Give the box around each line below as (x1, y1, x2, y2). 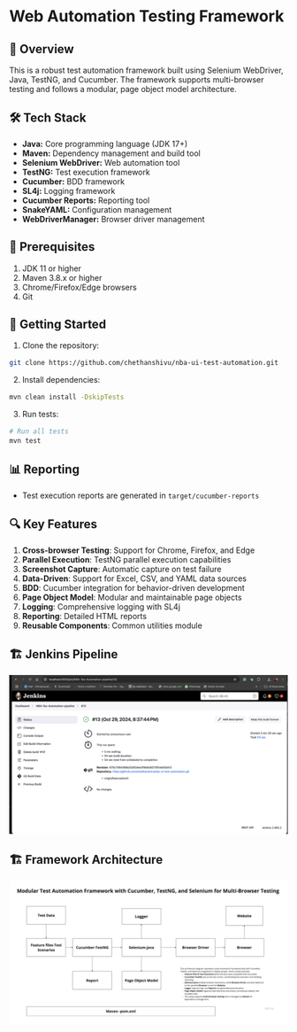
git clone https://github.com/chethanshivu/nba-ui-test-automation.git (9, 359, 278, 368)
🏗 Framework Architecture (9, 852, 164, 867)
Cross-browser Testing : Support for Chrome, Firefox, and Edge (21, 545, 255, 555)
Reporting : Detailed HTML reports (21, 610, 148, 621)
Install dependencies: (21, 375, 101, 385)
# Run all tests (9, 427, 69, 436)
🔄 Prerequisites (9, 239, 95, 254)
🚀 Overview (9, 42, 74, 57)
